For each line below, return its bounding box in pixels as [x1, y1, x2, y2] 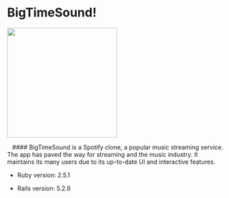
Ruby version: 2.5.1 [16, 171, 71, 179]
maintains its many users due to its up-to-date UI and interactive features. [7, 158, 216, 166]
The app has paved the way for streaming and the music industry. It [7, 150, 198, 158]
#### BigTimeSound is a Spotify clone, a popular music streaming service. [12, 143, 224, 151]
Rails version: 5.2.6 [16, 184, 71, 193]
